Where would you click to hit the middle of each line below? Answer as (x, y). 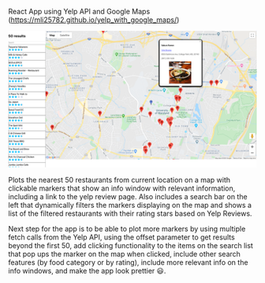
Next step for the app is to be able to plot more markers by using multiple (127, 228)
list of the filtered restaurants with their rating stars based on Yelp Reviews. (130, 213)
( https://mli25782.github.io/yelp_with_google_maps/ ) (94, 20)
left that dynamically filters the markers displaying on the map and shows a (130, 205)
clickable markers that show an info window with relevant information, (122, 188)
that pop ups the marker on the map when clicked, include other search (124, 254)
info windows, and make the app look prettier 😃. (87, 270)
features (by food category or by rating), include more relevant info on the (128, 262)
